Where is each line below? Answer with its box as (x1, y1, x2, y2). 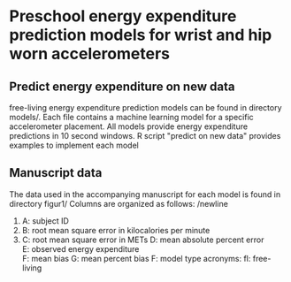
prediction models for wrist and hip (9, 25, 272, 45)
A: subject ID (21, 215, 69, 226)
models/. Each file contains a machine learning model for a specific (9, 112, 254, 122)
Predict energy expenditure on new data (9, 79, 235, 94)
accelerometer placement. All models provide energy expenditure (9, 121, 249, 132)
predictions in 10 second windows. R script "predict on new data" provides (9, 131, 281, 141)
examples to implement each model (9, 140, 139, 150)
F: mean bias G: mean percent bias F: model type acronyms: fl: (21, 253, 251, 263)
